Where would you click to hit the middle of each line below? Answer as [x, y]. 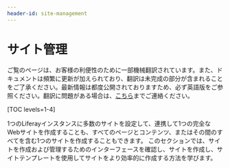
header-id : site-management [47, 13]
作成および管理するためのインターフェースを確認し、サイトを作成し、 [118, 149]
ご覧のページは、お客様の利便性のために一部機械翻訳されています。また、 [112, 70]
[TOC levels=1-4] [31, 109]
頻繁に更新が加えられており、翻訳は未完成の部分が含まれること [133, 78]
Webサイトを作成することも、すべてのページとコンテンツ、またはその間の [112, 132]
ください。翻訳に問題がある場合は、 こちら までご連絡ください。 [103, 95]
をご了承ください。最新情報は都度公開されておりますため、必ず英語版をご [112, 87]
